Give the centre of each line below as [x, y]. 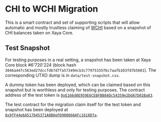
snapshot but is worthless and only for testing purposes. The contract [75, 90]
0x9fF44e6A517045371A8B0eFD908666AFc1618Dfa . [52, 115]
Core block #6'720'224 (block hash [41, 65]
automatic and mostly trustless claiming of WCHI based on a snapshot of [78, 27]
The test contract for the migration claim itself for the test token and [73, 104]
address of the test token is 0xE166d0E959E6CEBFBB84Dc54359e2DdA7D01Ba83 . [79, 95]
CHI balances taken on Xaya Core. [39, 33]
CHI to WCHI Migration [52, 9]
